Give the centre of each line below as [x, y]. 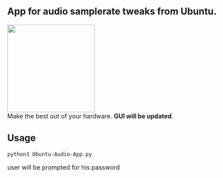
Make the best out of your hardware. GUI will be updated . [90, 116]
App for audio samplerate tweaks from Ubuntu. [112, 12]
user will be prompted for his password [64, 167]
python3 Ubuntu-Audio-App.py [50, 154]
